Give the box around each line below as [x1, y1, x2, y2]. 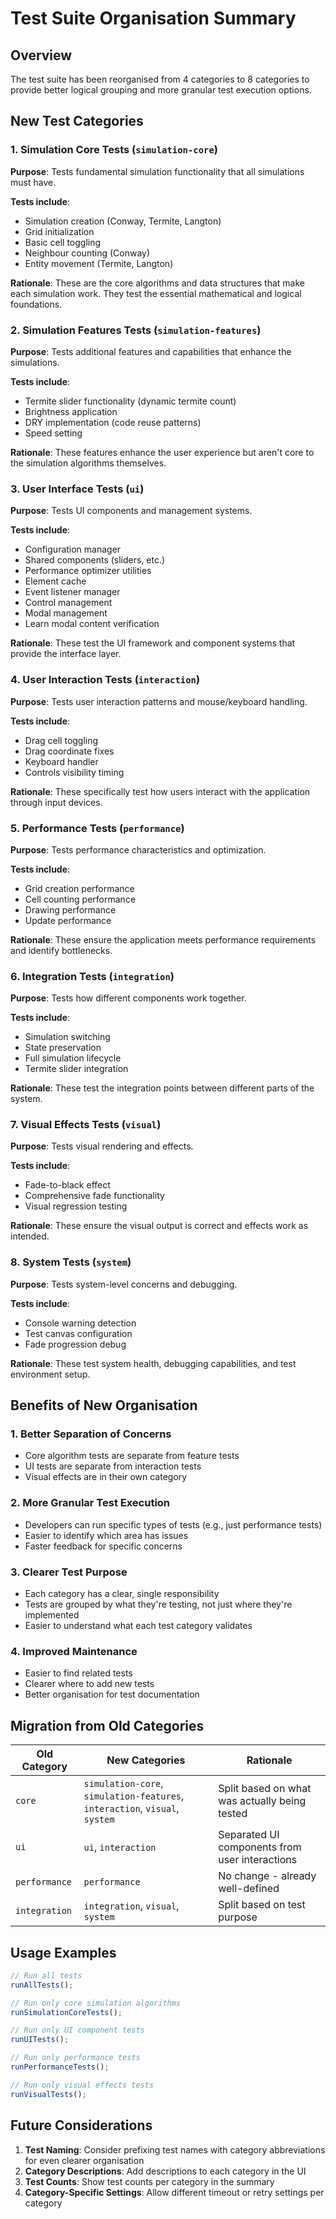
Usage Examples [10, 1944, 117, 1961]
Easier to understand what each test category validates [24, 1620, 253, 1632]
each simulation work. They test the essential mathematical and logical [10, 287, 302, 299]
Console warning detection [24, 1317, 137, 1329]
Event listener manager [24, 586, 121, 598]
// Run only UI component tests [10, 2025, 145, 2036]
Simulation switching [24, 1031, 111, 1043]
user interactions [218, 1853, 298, 1867]
